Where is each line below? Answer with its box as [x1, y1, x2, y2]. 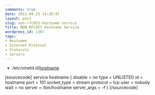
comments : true [5, 7, 36, 12]
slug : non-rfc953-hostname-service [5, 20, 77, 26]
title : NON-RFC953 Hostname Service [5, 25, 79, 30]
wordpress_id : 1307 [5, 29, 45, 34]
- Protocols [5, 47, 29, 52]
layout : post [5, 16, 32, 21]
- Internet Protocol [5, 43, 47, 48]
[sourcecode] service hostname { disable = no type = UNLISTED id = [5, 74, 143, 80]
